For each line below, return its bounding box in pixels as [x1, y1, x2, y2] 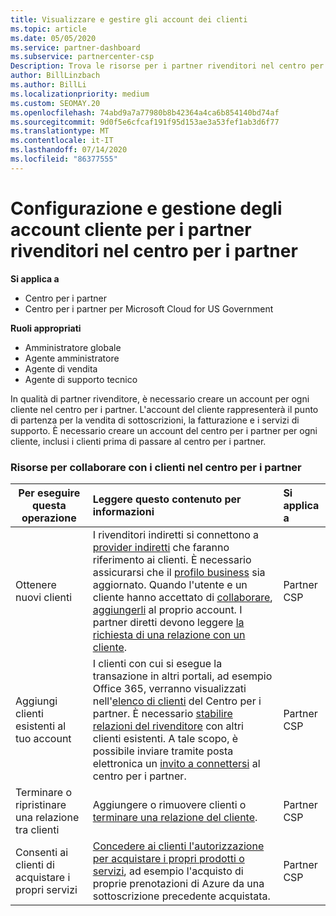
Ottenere [15, 577, 57, 591]
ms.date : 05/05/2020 [10, 33, 97, 43]
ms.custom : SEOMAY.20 [10, 98, 101, 108]
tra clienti [15, 822, 60, 836]
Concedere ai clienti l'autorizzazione [92, 839, 265, 853]
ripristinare [15, 797, 67, 811]
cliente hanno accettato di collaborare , [92, 590, 273, 604]
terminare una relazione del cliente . [92, 810, 258, 824]
